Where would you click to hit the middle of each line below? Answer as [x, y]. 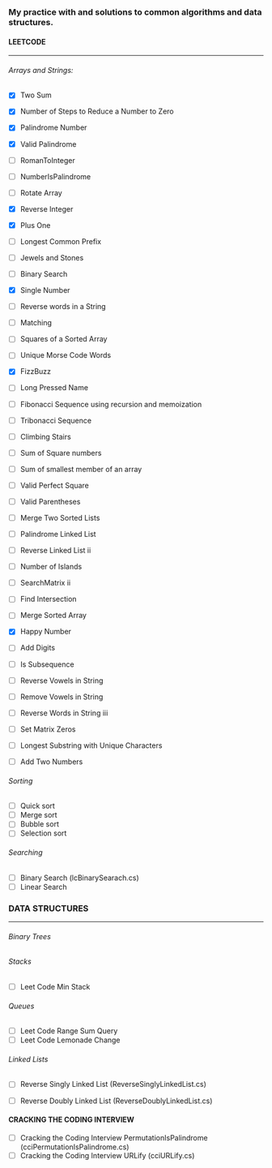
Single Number [45, 290]
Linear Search [43, 887]
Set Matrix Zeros [48, 729]
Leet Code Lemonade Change [70, 1040]
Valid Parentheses [50, 501]
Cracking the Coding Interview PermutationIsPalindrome [114, 1137]
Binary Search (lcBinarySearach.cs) [79, 878]
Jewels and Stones [52, 257]
